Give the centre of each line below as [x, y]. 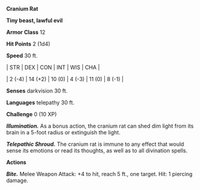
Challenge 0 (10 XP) [32, 114]
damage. [17, 180]
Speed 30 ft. [22, 56]
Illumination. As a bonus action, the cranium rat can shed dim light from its [100, 126]
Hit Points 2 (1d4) [28, 44]
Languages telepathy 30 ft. [40, 103]
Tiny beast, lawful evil [35, 20]
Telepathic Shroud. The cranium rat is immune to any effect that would [95, 144]
